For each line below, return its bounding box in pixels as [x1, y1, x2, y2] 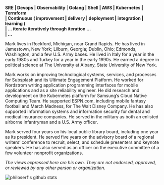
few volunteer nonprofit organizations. [5, 150, 83, 156]
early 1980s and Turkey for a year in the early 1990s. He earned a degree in [5, 57, 160, 62]
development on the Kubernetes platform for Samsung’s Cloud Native [5, 92, 147, 98]
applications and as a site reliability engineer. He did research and [5, 88, 140, 93]
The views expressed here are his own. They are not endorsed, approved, [5, 160, 156, 165]
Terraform [5, 10, 27, 16]
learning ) [5, 20, 26, 26]
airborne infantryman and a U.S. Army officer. [5, 119, 98, 125]
